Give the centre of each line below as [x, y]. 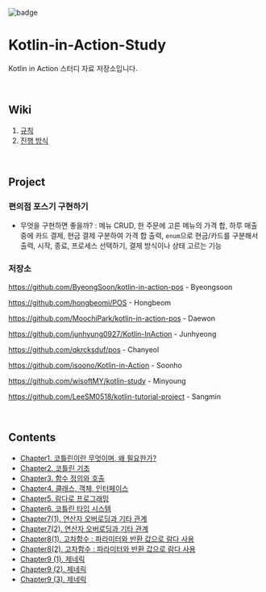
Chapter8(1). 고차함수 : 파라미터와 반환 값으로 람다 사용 [107, 539]
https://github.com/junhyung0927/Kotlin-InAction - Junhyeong [112, 334]
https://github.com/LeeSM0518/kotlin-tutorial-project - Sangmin [115, 397]
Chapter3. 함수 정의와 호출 [62, 478]
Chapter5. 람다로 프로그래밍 [64, 498]
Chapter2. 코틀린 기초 [55, 468]
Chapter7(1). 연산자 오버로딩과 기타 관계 [83, 519]
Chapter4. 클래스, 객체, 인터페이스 [74, 488]
